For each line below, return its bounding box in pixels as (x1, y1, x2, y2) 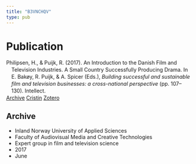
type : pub (6, 14, 31, 20)
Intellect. (24, 87, 46, 94)
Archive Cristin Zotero (6, 94, 60, 101)
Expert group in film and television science (14, 140, 119, 147)
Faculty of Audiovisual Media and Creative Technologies (14, 133, 153, 140)
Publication (6, 40, 63, 53)
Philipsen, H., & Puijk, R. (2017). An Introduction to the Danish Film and (6, 59, 178, 66)
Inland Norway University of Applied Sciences (14, 127, 127, 134)
